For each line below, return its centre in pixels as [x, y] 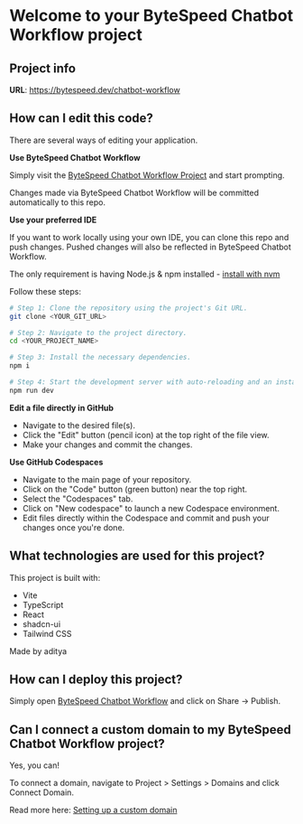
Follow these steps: [45, 291]
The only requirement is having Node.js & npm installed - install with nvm [145, 274]
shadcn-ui [41, 623]
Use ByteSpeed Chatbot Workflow [75, 157]
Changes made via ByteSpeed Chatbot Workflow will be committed [134, 192]
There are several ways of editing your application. [104, 140]
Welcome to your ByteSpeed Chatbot [151, 16]
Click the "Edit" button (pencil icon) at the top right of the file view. [146, 435]
